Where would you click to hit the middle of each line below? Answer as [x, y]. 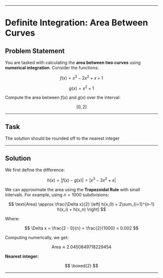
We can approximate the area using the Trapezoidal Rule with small [73, 189]
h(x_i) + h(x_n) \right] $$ [81, 209]
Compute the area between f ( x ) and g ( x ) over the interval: [63, 98]
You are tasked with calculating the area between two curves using [73, 63]
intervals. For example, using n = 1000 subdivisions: [57, 195]
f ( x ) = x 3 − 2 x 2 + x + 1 [81, 77]
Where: [12, 218]
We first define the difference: [35, 170]
